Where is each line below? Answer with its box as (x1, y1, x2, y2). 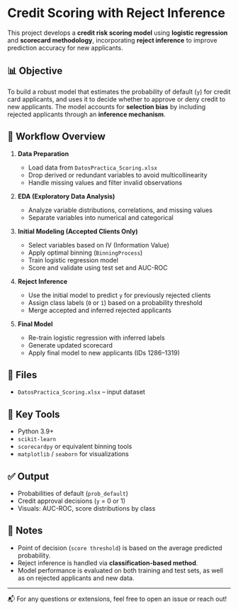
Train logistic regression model (28, 255, 119, 264)
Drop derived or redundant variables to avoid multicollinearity (28, 170, 208, 179)
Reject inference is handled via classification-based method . (17, 558, 198, 567)
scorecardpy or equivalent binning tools (17, 442, 132, 451)
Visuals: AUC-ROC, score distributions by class (17, 504, 156, 512)
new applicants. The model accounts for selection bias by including (7, 102, 206, 111)
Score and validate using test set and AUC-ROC (28, 263, 168, 272)
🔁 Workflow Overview (7, 131, 106, 143)
